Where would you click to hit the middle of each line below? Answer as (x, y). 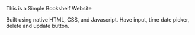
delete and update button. (38, 26)
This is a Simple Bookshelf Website (49, 8)
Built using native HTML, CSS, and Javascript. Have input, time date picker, (98, 20)
